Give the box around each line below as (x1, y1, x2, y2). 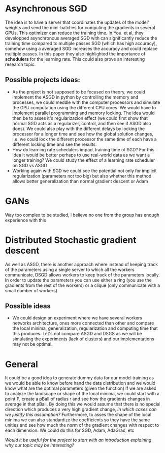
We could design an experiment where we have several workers (12, 315, 142, 321)
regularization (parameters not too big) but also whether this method (12, 173, 152, 179)
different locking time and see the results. (12, 141, 97, 147)
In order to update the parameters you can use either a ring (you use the (5, 277, 152, 283)
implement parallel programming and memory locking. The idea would (12, 110, 155, 116)
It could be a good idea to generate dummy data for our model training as (5, 375, 154, 381)
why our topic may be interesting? (5, 442, 74, 448)
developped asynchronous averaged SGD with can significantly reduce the (5, 35, 158, 41)
